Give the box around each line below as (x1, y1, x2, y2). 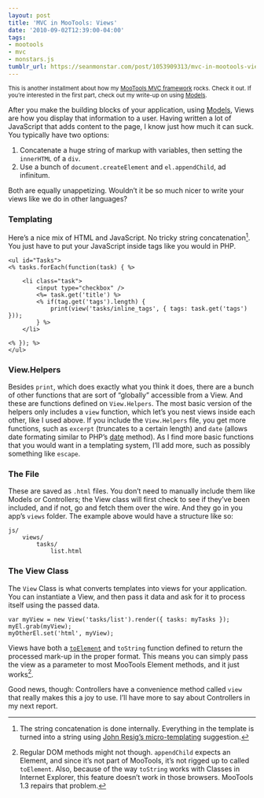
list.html (49, 548, 82, 556)
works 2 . (8, 668, 34, 679)
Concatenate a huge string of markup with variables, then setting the (19, 145, 243, 154)
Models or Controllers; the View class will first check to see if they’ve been (8, 495, 250, 504)
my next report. (8, 701, 58, 711)
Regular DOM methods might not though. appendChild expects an (19, 748, 231, 757)
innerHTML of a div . (19, 153, 81, 163)
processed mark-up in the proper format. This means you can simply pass (8, 651, 249, 661)
